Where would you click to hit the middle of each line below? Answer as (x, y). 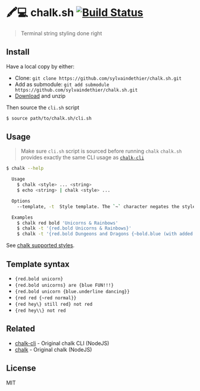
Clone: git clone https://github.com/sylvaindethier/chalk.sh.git (98, 78)
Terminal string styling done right (61, 33)
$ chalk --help (25, 169)
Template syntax (38, 264)
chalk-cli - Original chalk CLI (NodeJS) (62, 343)
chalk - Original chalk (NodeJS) (53, 349)
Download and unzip (40, 96)
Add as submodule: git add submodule (62, 84)
